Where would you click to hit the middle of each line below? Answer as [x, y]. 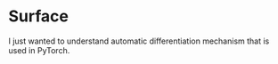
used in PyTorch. [39, 50]
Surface [38, 16]
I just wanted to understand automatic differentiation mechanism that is [139, 41]
